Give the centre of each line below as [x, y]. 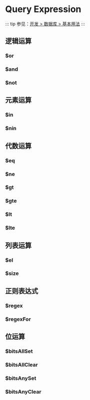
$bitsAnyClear [23, 391]
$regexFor [18, 319]
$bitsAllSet [19, 351]
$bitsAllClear [22, 364]
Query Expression [43, 9]
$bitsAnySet [21, 378]
